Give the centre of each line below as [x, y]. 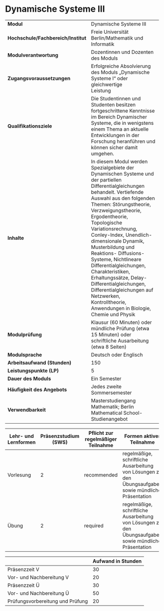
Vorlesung [19, 475]
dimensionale [106, 241]
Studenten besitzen [113, 105]
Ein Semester [106, 379]
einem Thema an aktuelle [120, 129]
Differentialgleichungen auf [122, 290]
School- [133, 413]
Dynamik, [134, 241]
